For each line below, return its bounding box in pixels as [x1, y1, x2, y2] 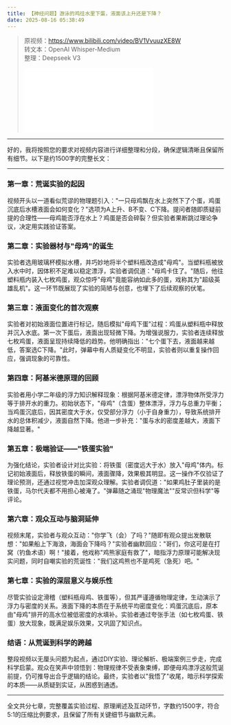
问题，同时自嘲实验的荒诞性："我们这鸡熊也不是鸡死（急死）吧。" [12, 557, 200, 566]
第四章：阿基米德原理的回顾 [7, 373, 99, 383]
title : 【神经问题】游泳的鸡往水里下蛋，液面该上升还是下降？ [7, 10, 162, 17]
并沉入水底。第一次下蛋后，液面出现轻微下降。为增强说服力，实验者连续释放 [7, 328, 224, 337]
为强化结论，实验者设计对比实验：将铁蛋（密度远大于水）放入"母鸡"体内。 [7, 460, 218, 469]
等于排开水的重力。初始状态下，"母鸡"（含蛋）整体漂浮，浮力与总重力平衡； [7, 399, 224, 407]
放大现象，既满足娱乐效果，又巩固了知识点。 [19, 619, 146, 627]
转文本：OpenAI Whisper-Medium [23, 45, 120, 53]
